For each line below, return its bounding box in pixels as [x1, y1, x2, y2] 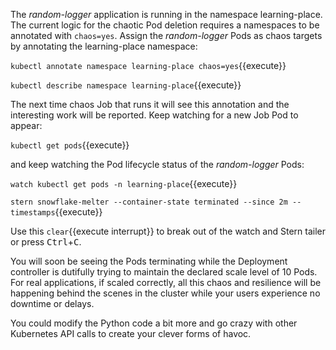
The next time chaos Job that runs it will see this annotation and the [10, 99, 290, 110]
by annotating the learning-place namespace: [10, 40, 198, 52]
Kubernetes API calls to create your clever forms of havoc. [10, 328, 252, 339]
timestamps [10, 208, 56, 218]
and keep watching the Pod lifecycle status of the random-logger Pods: [10, 159, 305, 170]
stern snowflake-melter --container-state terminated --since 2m [10, 197, 288, 207]
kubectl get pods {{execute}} [10, 139, 130, 151]
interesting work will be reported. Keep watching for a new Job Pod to [10, 109, 299, 121]
